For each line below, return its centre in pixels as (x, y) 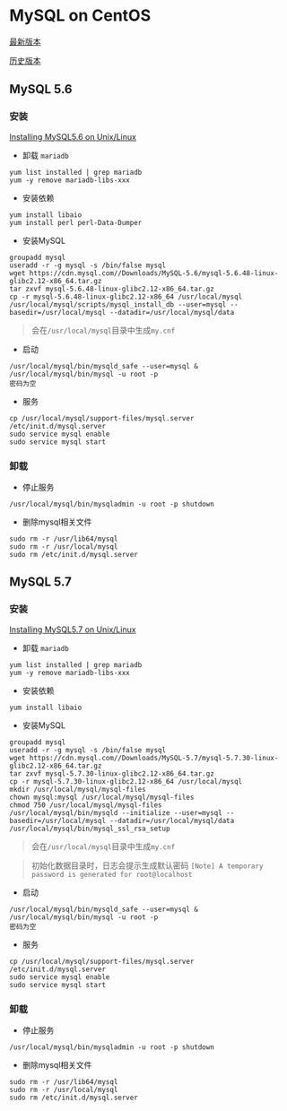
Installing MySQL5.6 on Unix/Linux (73, 136)
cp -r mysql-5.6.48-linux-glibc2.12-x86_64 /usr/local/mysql (126, 297)
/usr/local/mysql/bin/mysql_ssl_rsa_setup (90, 829)
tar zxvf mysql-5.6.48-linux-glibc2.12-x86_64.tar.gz (112, 289)
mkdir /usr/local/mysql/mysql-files (78, 789)
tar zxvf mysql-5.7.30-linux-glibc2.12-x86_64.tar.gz (112, 773)
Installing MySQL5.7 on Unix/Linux (73, 629)
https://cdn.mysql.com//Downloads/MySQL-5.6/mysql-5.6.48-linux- (154, 273)
